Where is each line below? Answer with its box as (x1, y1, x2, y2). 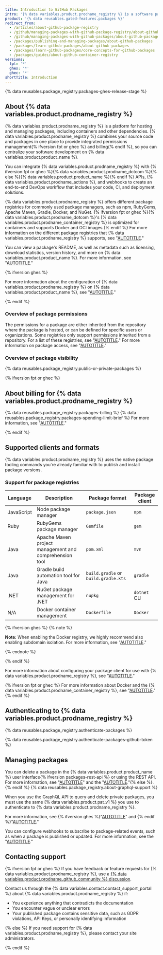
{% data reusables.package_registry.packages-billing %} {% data (5, 409, 137, 415)
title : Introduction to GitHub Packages (5, 7, 88, 12)
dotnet (133, 590, 149, 595)
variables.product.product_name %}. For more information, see (5, 255, 131, 260)
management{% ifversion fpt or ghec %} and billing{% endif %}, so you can (5, 144, 157, 149)
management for (36, 592, 75, 599)
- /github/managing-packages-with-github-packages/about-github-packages (9, 35, 162, 39)
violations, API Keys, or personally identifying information (12, 916, 127, 921)
